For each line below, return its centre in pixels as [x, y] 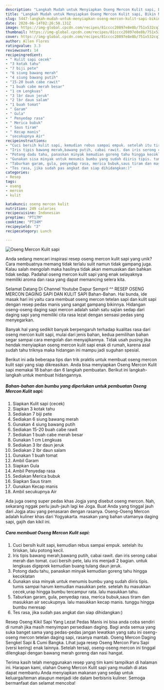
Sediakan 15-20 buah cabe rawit [45, 429]
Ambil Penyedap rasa [34, 471]
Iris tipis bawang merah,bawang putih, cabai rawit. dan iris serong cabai [85, 555]
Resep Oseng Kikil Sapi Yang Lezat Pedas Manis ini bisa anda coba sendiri [80, 622]
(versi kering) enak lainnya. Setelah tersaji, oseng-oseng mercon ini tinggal [81, 648]
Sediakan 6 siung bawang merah [46, 419]
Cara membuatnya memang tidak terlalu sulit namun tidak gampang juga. [79, 264]
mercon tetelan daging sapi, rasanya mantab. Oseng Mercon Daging [88, 637]
